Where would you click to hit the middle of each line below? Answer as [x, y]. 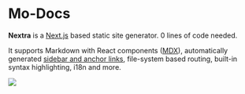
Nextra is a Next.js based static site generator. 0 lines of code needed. [123, 35]
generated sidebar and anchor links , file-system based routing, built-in [123, 59]
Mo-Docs [39, 14]
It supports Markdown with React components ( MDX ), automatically [118, 50]
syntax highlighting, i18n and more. [65, 67]
